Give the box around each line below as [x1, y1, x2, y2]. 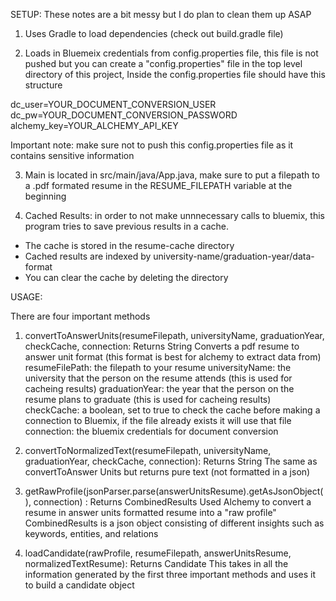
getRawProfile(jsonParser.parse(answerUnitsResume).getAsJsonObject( [24, 485, 324, 497]
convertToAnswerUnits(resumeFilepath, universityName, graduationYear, [24, 330, 325, 341]
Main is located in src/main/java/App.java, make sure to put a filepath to [24, 169, 321, 181]
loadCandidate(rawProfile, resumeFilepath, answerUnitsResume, [24, 547, 292, 559]
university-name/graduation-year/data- [153, 250, 315, 262]
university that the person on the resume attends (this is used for [24, 372, 293, 384]
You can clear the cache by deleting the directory [24, 272, 229, 283]
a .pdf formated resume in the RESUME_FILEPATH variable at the [24, 180, 293, 191]
